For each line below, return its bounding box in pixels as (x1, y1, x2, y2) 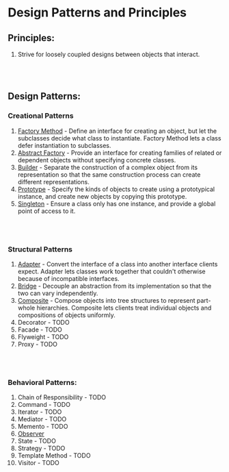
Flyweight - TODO (17, 332, 69, 340)
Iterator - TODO (17, 408, 62, 416)
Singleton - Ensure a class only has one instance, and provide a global (17, 199, 216, 208)
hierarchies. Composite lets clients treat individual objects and (36, 303, 212, 312)
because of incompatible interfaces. (17, 274, 120, 282)
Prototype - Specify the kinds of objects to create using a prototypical (17, 185, 215, 193)
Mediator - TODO (17, 415, 67, 423)
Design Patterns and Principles (8, 5, 187, 21)
